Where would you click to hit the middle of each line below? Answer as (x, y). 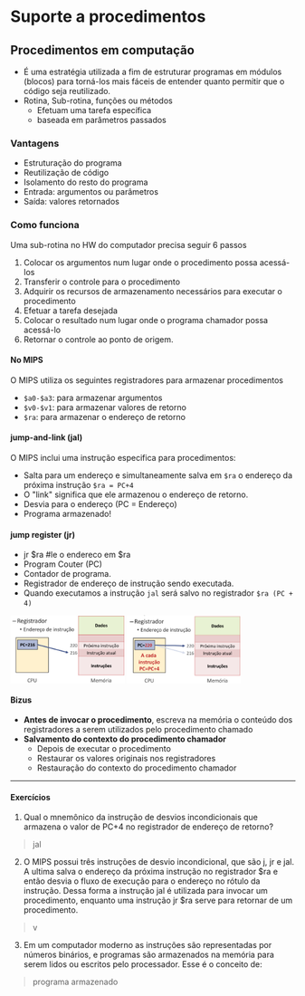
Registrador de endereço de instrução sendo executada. (129, 584)
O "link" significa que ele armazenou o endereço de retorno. (136, 494)
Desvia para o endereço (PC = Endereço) (100, 504)
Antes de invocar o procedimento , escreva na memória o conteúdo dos (158, 720)
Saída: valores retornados (71, 202)
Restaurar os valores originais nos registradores (126, 759)
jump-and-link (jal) (47, 437)
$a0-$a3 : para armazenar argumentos (93, 397)
